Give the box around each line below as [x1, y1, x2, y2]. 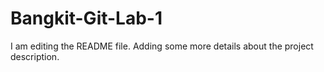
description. [10, 50, 60, 62]
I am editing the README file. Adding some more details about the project [10, 40, 314, 52]
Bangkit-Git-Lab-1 [10, 7, 163, 30]
